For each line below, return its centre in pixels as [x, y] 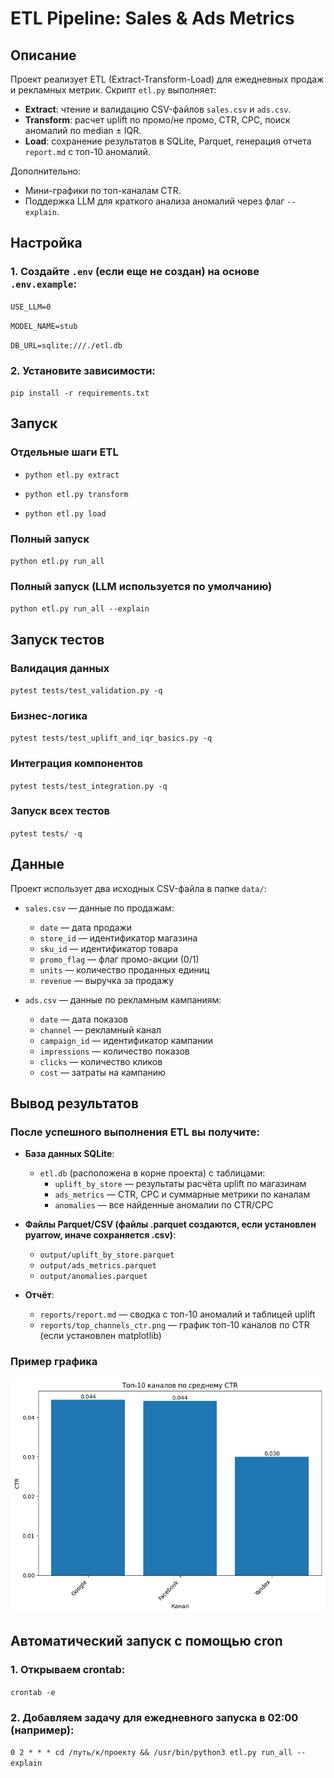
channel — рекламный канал [100, 1029]
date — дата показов [84, 1019]
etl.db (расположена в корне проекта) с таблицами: [152, 1173]
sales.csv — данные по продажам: [99, 908]
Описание [43, 55]
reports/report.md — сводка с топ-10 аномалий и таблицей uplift [177, 1314]
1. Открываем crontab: [68, 1670]
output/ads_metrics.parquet [98, 1266]
